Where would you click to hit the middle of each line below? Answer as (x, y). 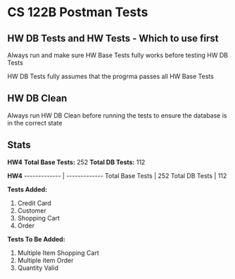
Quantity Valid (38, 268)
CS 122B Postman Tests (78, 12)
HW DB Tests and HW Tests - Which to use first (113, 38)
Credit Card (34, 203)
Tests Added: (27, 189)
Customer (32, 210)
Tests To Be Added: (36, 239)
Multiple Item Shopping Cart (58, 253)
